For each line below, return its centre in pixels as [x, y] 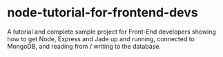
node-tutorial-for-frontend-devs [103, 13]
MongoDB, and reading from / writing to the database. [84, 46]
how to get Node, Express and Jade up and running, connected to [101, 38]
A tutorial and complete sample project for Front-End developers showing [111, 32]
